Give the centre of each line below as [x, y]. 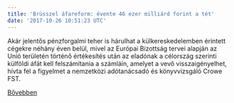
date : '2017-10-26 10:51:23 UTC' [57, 21]
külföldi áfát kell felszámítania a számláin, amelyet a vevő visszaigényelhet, [117, 63]
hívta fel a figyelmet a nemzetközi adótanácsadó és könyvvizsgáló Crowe [115, 71]
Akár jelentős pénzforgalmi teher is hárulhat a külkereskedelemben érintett [117, 40]
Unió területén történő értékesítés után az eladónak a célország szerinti [112, 56]
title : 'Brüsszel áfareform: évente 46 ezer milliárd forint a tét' [111, 14]
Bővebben [22, 92]
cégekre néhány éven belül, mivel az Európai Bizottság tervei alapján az [112, 48]
